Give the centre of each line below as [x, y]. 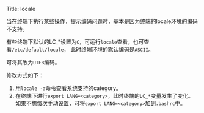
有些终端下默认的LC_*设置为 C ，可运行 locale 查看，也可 [75, 42]
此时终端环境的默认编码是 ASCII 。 [112, 49]
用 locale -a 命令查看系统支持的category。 [68, 88]
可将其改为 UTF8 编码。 [33, 62]
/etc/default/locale [38, 50]
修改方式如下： [25, 75]
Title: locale [21, 9]
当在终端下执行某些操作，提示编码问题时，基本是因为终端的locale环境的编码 [102, 21]
